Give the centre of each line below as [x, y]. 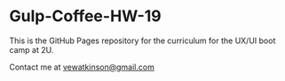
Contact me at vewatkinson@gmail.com [82, 67]
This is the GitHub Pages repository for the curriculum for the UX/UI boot [142, 40]
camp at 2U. [32, 49]
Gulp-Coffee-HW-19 [85, 16]
